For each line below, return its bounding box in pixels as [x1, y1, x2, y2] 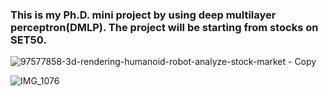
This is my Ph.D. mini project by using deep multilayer [10, 8, 277, 22]
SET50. [10, 33, 47, 47]
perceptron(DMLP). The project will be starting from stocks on [10, 20, 319, 34]
